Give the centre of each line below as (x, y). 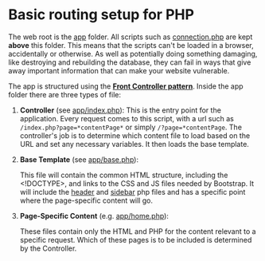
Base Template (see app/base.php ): (79, 159)
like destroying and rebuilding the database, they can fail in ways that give (130, 62)
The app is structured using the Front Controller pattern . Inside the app (126, 86)
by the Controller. (48, 248)
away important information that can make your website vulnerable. (119, 70)
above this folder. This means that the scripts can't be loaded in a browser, (131, 45)
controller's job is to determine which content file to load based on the (135, 135)
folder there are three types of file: (65, 94)
